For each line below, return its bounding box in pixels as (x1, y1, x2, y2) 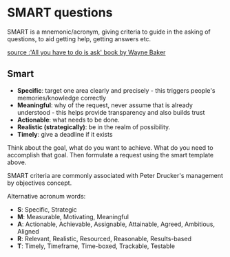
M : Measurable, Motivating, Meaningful (17, 212, 129, 221)
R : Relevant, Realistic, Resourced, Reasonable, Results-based (17, 234, 191, 243)
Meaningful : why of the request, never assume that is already (17, 101, 193, 109)
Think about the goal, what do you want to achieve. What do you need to (7, 143, 213, 152)
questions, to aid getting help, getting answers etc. (7, 34, 151, 43)
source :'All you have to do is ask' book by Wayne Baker (7, 48, 166, 56)
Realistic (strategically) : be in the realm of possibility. (17, 122, 171, 131)
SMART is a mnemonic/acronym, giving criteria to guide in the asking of (7, 27, 211, 36)
